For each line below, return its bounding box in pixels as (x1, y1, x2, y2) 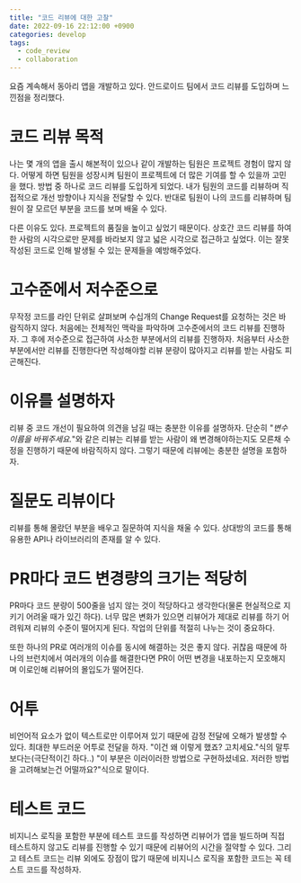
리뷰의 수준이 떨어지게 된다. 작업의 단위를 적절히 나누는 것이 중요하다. (32, 622, 276, 633)
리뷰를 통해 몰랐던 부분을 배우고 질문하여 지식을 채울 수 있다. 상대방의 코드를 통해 (9, 522, 292, 533)
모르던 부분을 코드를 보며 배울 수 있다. (35, 203, 168, 214)
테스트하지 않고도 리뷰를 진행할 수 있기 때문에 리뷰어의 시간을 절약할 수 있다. (9, 842, 276, 852)
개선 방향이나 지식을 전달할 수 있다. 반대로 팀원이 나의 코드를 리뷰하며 (40, 192, 283, 202)
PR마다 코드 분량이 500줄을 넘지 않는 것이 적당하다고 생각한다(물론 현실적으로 (9, 600, 281, 611)
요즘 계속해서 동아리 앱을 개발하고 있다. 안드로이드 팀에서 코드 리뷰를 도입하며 (9, 81, 280, 91)
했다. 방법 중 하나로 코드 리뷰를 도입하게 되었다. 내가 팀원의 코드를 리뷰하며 (18, 181, 280, 192)
